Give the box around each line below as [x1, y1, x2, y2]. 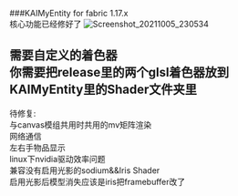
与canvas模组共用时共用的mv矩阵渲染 [9, 119, 152, 130]
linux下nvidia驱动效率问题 [9, 153, 107, 164]
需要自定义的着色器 [9, 47, 118, 63]
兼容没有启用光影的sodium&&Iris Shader [9, 164, 160, 176]
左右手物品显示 [9, 141, 66, 153]
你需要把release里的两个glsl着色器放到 [9, 65, 230, 80]
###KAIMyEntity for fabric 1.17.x [9, 8, 129, 18]
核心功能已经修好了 [9, 18, 82, 29]
